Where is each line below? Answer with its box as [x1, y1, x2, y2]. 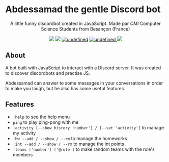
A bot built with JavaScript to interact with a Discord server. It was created [5, 65, 161, 71]
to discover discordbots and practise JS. [5, 70, 91, 76]
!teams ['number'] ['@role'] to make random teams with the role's [12, 146, 155, 152]
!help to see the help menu [12, 114, 70, 120]
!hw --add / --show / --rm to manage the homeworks [12, 135, 127, 141]
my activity [12, 130, 36, 136]
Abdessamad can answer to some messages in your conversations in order [5, 80, 163, 86]
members [12, 151, 33, 157]
